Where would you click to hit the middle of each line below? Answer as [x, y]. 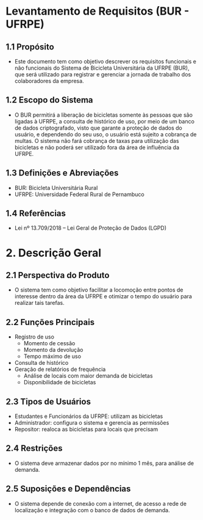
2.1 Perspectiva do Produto [58, 275]
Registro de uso [34, 337]
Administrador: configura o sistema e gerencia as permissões [92, 423]
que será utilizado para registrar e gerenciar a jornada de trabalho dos [103, 74]
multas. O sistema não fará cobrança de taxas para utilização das [97, 141]
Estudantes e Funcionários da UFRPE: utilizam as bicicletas [89, 416]
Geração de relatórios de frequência [60, 369]
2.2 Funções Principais [50, 322]
